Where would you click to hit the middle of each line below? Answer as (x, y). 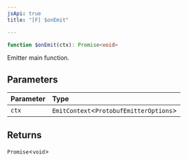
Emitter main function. (38, 58)
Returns (25, 135)
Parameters (33, 79)
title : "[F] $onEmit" (38, 20)
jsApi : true (24, 13)
